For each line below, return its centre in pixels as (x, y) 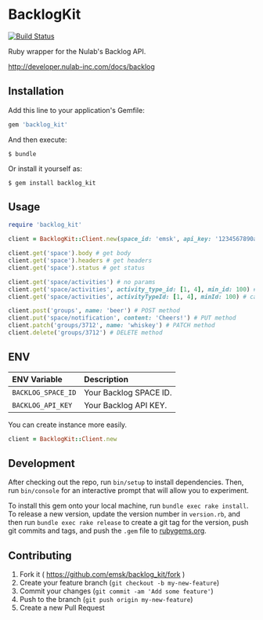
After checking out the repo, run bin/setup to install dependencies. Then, (126, 482)
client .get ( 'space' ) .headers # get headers (80, 261)
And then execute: (38, 140)
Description (106, 379)
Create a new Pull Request (62, 608)
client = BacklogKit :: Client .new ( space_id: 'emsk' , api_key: (110, 239)
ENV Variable (37, 379)
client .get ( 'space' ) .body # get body (70, 253)
